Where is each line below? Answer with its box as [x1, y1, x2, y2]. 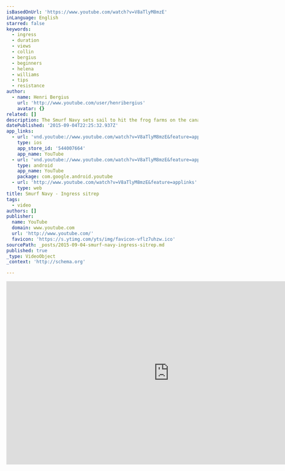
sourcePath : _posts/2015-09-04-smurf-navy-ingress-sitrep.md [6, 242, 165, 248]
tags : [6, 196, 20, 202]
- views [12, 43, 32, 49]
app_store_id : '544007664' [17, 145, 86, 152]
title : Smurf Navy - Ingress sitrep [6, 191, 99, 197]
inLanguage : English [6, 15, 59, 21]
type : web [17, 185, 43, 191]
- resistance [12, 83, 45, 89]
